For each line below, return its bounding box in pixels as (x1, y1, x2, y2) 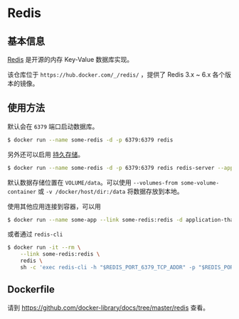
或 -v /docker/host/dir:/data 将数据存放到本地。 (38, 187, 184, 195)
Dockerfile (7, 283, 55, 296)
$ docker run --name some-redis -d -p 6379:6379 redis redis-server (7, 164, 215, 171)
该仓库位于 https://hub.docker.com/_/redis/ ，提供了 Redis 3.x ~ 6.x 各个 (7, 70, 225, 79)
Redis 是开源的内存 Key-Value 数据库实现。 (7, 55, 134, 63)
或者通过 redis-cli (7, 229, 63, 239)
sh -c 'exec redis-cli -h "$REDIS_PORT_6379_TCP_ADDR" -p (20, 264, 196, 271)
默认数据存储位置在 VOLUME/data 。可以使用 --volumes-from (7, 178, 178, 186)
